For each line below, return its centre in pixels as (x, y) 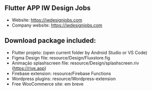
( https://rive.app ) (29, 68)
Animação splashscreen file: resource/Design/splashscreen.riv (75, 63)
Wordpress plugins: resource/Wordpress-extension (64, 79)
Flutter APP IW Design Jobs (48, 8)
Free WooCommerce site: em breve (48, 84)
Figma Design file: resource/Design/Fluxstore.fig (61, 58)
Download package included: (50, 41)
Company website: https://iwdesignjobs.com (57, 25)
